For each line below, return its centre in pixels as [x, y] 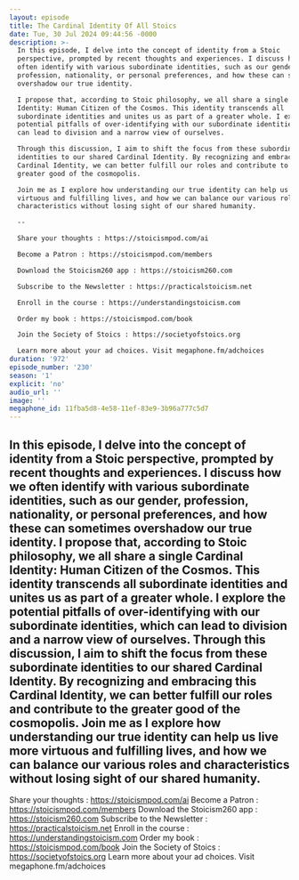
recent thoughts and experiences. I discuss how [145, 472]
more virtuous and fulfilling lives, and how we [138, 751]
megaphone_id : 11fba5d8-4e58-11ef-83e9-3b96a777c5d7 [109, 409]
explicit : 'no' [37, 383]
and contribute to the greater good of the [125, 709]
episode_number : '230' [51, 367]
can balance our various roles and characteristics [149, 765]
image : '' [28, 400]
